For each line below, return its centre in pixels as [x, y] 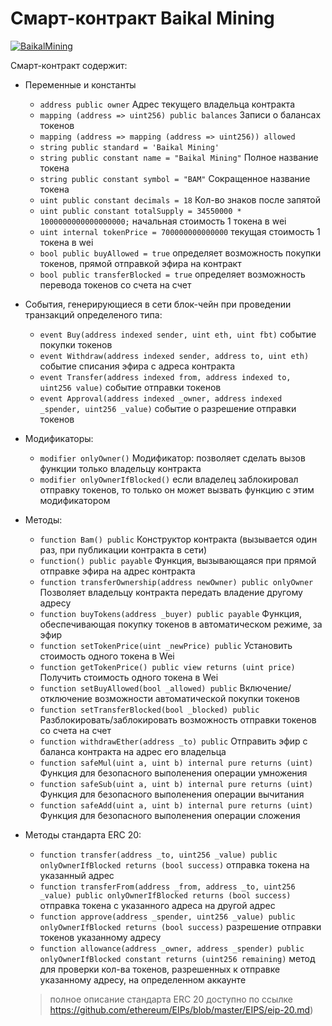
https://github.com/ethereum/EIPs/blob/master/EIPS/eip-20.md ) [181, 1009]
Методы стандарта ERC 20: [83, 834]
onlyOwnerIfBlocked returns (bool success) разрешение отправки [180, 926]
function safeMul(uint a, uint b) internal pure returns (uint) [176, 763]
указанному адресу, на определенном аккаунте [143, 979]
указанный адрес [77, 875]
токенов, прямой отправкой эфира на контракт [140, 263]
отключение [66, 698]
